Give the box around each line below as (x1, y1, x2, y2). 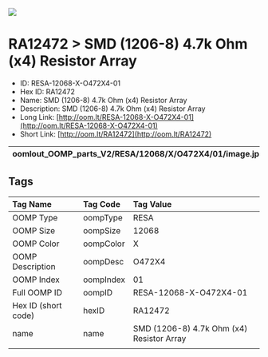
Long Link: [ (19, 112, 60, 121)
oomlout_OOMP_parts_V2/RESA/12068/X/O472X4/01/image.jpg (12, 148, 265, 159)
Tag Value (132, 198, 172, 209)
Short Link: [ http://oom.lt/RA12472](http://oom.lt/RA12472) (19, 129, 212, 139)
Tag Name (12, 198, 52, 209)
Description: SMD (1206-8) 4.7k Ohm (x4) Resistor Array (19, 104, 206, 113)
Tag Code (82, 198, 121, 209)
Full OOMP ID (12, 287, 62, 298)
